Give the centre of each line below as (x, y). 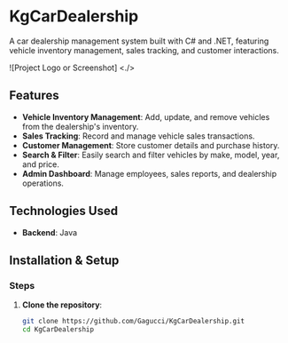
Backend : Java (50, 232)
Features (34, 96)
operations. (43, 183)
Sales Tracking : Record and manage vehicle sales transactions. (138, 136)
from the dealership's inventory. (80, 126)
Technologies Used (63, 211)
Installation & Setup (64, 260)
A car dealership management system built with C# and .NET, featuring (139, 41)
